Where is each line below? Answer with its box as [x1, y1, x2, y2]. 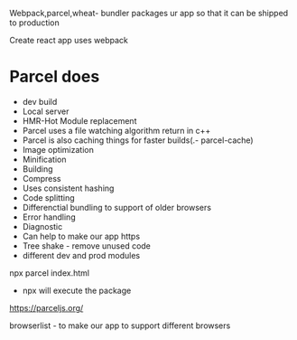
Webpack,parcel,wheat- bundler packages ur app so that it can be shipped [9, 8, 289, 18]
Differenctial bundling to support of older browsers [22, 202, 212, 212]
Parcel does [9, 67, 100, 87]
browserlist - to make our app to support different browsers [9, 320, 231, 331]
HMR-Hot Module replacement [22, 115, 137, 126]
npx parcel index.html [9, 267, 90, 279]
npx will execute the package [22, 285, 132, 296]
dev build [22, 96, 58, 107]
